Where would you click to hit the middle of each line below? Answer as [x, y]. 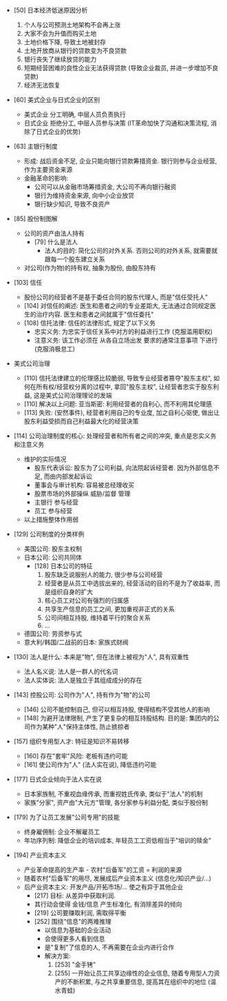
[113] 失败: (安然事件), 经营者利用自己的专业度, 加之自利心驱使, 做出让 [122, 413]
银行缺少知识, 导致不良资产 [72, 204]
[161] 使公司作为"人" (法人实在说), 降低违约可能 [90, 765]
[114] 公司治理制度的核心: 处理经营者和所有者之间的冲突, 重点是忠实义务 [115, 436]
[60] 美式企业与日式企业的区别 [57, 100]
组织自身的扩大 [72, 592]
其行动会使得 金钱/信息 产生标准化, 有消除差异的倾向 [108, 904]
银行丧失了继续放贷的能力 [60, 59]
